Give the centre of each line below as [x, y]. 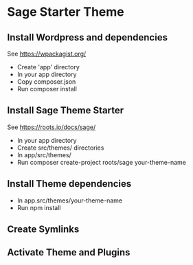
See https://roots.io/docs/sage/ [52, 127]
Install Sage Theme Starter [66, 111]
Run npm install [39, 207]
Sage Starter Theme [66, 12]
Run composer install [47, 89]
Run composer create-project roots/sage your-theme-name [102, 162]
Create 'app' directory [48, 67]
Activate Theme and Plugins [69, 252]
